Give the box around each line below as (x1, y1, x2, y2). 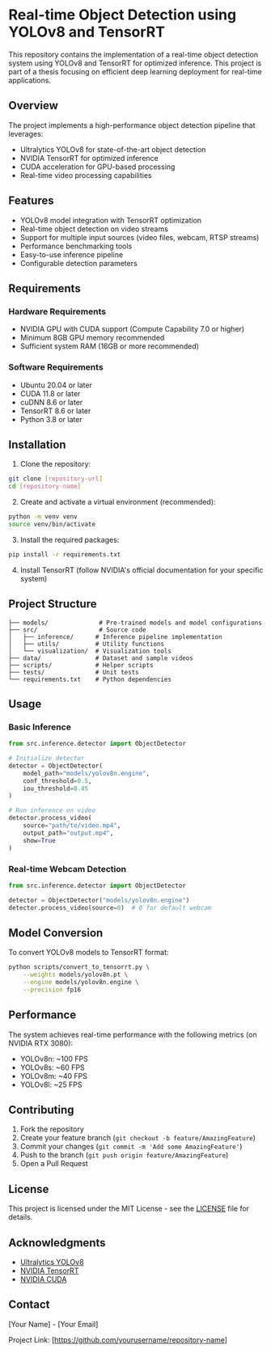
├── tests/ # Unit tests (8, 668, 139, 676)
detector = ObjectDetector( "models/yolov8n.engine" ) (8, 896, 190, 904)
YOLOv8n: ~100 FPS (19, 1054, 89, 1063)
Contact (8, 1298, 50, 1312)
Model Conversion (8, 926, 104, 940)
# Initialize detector (8, 755, 85, 763)
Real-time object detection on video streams (19, 224, 168, 234)
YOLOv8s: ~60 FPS (19, 1062, 85, 1072)
